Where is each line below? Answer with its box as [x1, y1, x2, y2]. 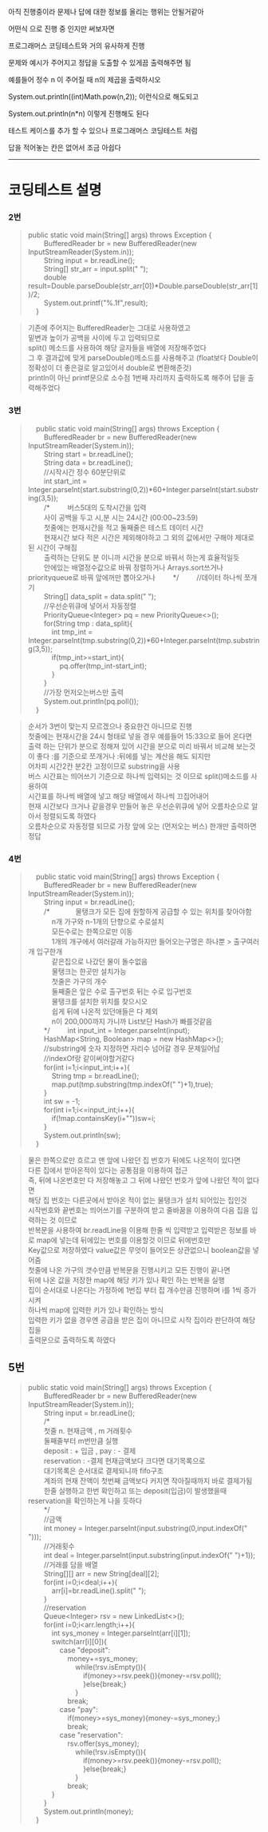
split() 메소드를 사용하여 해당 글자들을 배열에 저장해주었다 [27, 343, 207, 353]
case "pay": [59, 1704, 98, 1714]
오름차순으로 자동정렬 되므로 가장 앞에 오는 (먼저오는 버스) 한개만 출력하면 [27, 821, 257, 831]
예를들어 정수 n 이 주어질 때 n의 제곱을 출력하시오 [8, 75, 161, 84]
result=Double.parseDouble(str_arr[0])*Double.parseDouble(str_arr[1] [27, 281, 258, 291]
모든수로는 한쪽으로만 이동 [51, 927, 133, 936]
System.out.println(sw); [43, 1131, 121, 1140]
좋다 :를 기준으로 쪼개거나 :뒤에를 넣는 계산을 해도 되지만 [36, 751, 211, 761]
